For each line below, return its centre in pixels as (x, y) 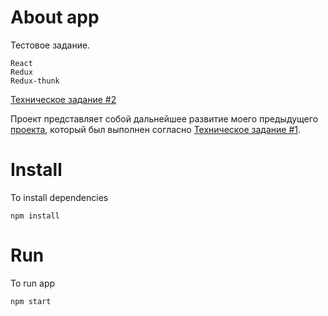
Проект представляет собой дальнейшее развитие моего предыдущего (164, 118)
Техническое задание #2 (63, 99)
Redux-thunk (35, 81)
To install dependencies (59, 197)
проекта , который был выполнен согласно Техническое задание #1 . (156, 129)
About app (55, 17)
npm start (31, 301)
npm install (35, 216)
